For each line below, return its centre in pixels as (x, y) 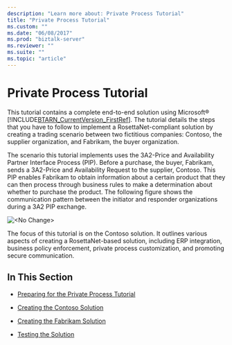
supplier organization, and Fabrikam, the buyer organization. (93, 141)
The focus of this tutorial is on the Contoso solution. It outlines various (107, 233)
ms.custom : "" (28, 26)
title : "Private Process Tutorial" (59, 20)
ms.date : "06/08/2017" (40, 33)
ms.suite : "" (26, 53)
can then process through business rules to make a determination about (110, 184)
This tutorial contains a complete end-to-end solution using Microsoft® (108, 112)
